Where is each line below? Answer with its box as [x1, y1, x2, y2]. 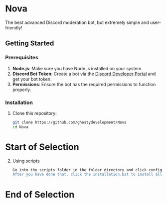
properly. [12, 87, 31, 93]
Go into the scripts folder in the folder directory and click [12, 167, 147, 172]
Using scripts [12, 158, 40, 164]
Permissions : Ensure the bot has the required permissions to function [12, 81, 156, 87]
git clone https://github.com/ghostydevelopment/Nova [12, 120, 127, 125]
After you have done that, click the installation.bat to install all [12, 172, 163, 177]
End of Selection [5, 189, 75, 200]
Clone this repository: [12, 110, 57, 116]
